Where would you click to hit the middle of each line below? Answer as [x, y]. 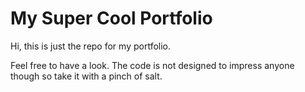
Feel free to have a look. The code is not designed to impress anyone [152, 65]
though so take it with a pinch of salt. [86, 76]
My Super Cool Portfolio [111, 18]
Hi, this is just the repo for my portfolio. [91, 46]
